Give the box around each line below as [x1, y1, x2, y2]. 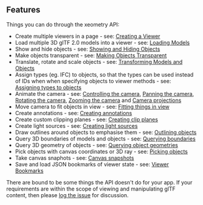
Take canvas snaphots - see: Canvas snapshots [14, 154, 134, 162]
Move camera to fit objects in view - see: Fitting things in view [14, 102, 170, 110]
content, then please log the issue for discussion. [6, 191, 129, 198]
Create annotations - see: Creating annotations [14, 109, 132, 116]
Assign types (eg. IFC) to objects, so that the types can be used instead [14, 71, 194, 78]
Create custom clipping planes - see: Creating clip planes [14, 116, 158, 123]
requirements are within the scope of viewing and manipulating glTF [6, 185, 176, 192]
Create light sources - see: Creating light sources [14, 122, 138, 129]
